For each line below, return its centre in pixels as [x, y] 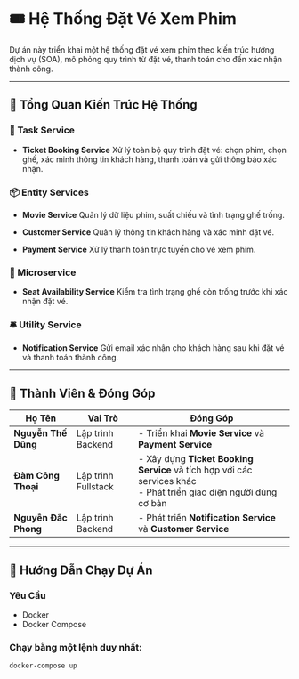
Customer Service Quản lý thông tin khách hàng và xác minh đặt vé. [148, 232]
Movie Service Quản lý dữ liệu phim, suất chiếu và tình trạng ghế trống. [153, 214]
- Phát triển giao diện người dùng [207, 492]
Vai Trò [103, 418]
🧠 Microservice [43, 272]
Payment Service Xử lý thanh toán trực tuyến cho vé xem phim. [139, 249]
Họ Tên [40, 418]
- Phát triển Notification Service [206, 518]
